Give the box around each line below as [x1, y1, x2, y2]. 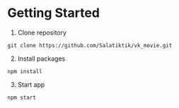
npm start [7, 94, 37, 101]
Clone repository [17, 28, 67, 37]
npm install [7, 68, 42, 75]
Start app [17, 80, 45, 89]
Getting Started [7, 5, 100, 21]
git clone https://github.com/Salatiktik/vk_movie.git [7, 42, 173, 49]
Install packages [17, 54, 66, 63]
